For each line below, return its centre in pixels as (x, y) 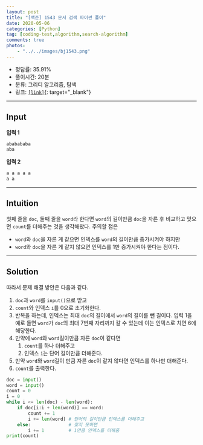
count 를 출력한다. (35, 368)
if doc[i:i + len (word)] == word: (60, 408)
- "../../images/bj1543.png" (54, 51)
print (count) (23, 436)
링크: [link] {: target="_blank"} (53, 92)
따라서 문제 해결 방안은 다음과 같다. (47, 287)
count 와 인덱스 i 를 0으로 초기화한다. (58, 308)
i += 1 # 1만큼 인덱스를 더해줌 (74, 430)
